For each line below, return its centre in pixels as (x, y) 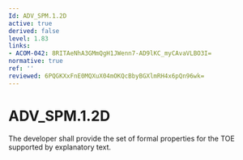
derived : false (34, 31)
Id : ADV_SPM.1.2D (38, 16)
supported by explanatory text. (60, 147)
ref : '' (21, 69)
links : (19, 46)
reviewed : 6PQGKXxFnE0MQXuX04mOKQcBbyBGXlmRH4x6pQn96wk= (107, 76)
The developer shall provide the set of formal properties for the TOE (122, 138)
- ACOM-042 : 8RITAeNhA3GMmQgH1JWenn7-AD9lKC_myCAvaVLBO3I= (110, 53)
